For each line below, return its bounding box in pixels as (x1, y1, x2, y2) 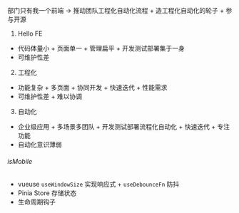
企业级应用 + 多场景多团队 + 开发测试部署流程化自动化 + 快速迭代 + (17, 123, 216, 130)
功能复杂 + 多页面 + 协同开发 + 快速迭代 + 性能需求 (17, 83, 168, 91)
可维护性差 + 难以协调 (17, 92, 82, 100)
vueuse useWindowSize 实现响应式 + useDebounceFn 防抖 (17, 180, 180, 189)
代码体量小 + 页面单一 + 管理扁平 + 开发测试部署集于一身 (17, 44, 185, 52)
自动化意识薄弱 (17, 140, 62, 148)
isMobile (7, 157, 33, 165)
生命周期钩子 (17, 198, 56, 207)
